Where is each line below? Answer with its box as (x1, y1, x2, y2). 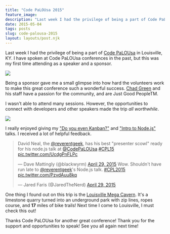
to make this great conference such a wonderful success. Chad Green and (5, 85, 161, 91)
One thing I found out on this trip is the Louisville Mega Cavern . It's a (5, 191, 148, 197)
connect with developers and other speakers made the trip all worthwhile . (5, 106, 159, 112)
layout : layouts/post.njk (5, 36, 60, 41)
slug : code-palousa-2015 (5, 31, 58, 36)
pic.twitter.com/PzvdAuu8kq (17, 172, 77, 178)
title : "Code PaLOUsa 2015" (5, 7, 65, 13)
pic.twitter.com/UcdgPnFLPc (17, 151, 78, 157)
